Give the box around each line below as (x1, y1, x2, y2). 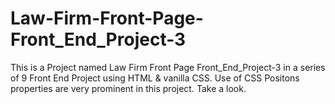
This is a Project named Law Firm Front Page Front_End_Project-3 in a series (10, 61, 326, 73)
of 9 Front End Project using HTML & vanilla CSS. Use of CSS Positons (10, 72, 300, 84)
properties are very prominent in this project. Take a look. (10, 82, 247, 94)
